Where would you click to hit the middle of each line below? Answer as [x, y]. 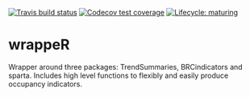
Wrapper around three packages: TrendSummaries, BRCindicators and [126, 67]
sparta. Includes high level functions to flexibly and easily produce [119, 75]
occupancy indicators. [46, 83]
